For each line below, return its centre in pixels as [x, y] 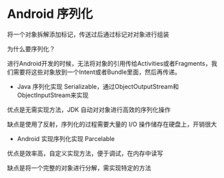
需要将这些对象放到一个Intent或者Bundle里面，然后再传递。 [97, 72]
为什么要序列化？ [31, 49]
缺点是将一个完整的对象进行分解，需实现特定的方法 [79, 168]
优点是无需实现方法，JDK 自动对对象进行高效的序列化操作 [89, 110]
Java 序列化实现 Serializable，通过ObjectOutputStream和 [98, 86]
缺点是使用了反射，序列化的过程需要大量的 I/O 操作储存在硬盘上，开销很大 [112, 124]
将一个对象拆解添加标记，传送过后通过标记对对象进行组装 [88, 34]
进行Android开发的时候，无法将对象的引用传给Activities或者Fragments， [109, 63]
